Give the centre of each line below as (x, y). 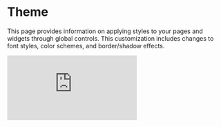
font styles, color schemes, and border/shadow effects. (86, 46)
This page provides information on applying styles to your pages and (105, 31)
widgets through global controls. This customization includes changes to (110, 38)
